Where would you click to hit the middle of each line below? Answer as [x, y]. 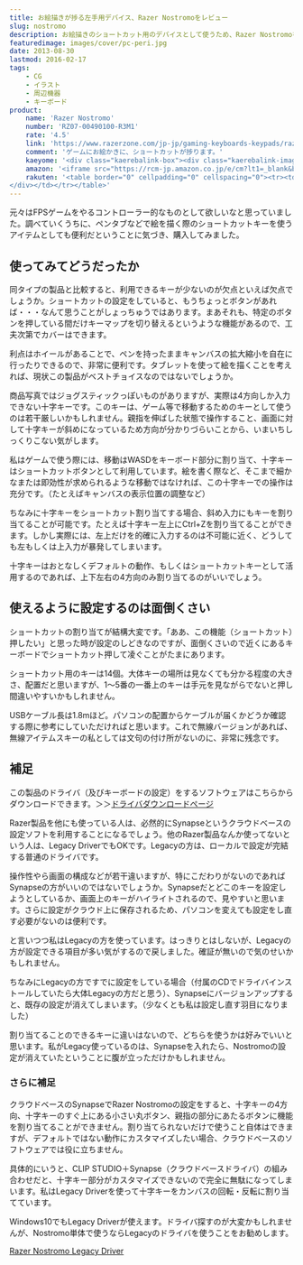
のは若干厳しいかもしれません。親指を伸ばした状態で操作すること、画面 [143, 418]
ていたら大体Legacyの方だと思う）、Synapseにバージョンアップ [159, 993]
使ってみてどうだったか [74, 266]
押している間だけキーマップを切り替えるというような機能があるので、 [155, 323]
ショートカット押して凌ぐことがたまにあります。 [139, 654]
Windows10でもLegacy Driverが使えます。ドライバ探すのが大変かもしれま [147, 1221]
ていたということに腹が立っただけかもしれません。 [135, 1057]
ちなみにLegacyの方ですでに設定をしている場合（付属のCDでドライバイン [147, 982]
